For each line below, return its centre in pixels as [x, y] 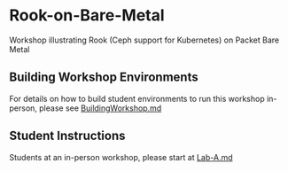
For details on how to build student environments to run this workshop [137, 98]
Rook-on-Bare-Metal [87, 16]
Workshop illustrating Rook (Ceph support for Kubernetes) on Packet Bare [144, 40]
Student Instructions [67, 136]
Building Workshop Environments [104, 78]
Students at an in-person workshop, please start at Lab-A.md [121, 157]
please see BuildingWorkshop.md [101, 108]
